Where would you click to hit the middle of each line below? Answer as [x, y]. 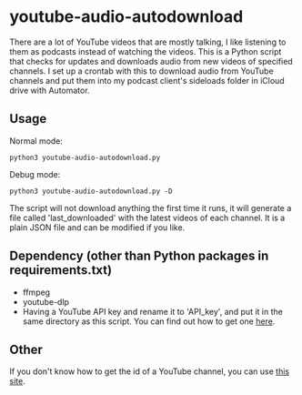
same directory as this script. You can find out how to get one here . [149, 321]
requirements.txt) [60, 270]
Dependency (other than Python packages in [139, 256]
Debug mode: [35, 174]
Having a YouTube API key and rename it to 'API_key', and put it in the [153, 311]
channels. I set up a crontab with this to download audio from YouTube [142, 71]
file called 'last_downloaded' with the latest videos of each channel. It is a [147, 218]
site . [17, 381]
